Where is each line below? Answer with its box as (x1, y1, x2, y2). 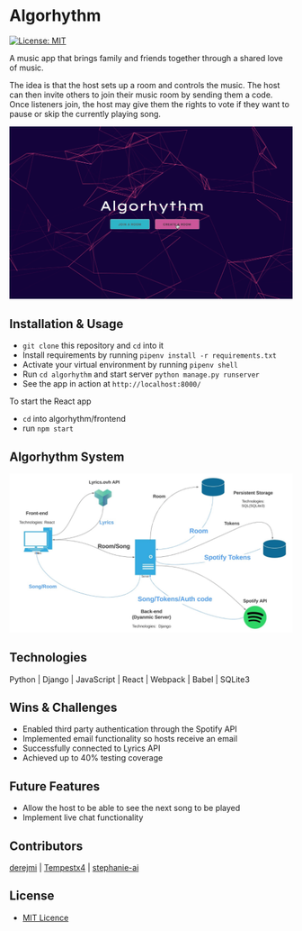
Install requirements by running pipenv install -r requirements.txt (22, 350, 277, 361)
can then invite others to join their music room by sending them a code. (9, 89, 273, 100)
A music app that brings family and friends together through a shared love (9, 52, 283, 63)
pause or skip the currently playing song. (9, 108, 162, 119)
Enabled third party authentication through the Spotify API (22, 724, 238, 735)
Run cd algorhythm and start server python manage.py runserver (22, 369, 261, 379)
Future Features (9, 779, 101, 794)
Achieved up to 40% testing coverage (22, 753, 164, 763)
